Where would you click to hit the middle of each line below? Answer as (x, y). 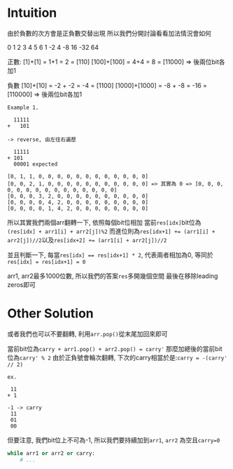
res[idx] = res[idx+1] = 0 (47, 262)
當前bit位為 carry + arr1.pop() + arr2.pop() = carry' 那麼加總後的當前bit (115, 348)
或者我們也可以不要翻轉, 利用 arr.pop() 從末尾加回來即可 (87, 333)
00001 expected (36, 164)
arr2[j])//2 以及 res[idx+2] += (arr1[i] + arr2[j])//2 (87, 239)
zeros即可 (22, 284)
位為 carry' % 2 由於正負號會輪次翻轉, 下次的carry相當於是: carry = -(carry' (117, 357)
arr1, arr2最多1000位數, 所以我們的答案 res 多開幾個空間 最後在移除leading (113, 276)
